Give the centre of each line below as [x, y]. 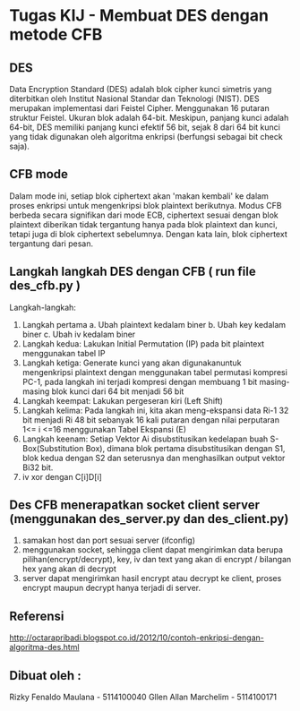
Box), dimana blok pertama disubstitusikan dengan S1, [185, 448]
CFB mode [39, 174]
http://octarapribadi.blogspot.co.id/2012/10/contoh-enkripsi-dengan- [137, 638]
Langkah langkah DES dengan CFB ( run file [133, 272]
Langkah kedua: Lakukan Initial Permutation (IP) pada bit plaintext [143, 343]
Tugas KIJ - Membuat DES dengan [139, 16]
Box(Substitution [53, 448]
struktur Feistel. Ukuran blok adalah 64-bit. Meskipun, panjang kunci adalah [149, 118]
